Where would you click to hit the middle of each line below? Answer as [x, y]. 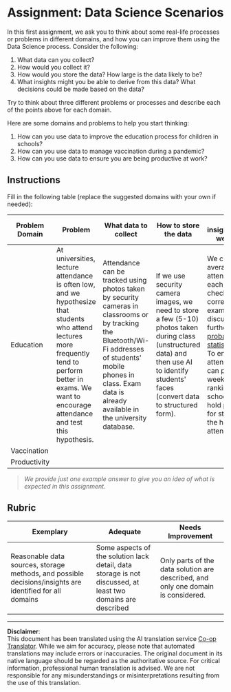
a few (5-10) [177, 318]
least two [111, 591]
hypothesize [76, 301]
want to [68, 396]
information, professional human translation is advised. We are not [101, 668]
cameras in [121, 306]
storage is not [118, 573]
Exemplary [50, 531]
